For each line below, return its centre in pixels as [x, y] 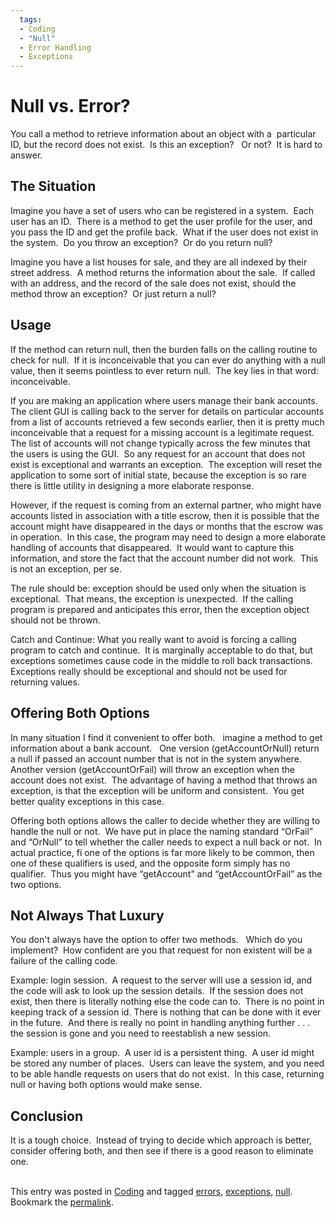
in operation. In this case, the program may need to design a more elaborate [168, 537]
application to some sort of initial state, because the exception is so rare [158, 475]
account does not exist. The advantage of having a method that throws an [164, 780]
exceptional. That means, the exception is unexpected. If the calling [152, 598]
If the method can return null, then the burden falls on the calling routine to [164, 349]
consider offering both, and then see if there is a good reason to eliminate [162, 1151]
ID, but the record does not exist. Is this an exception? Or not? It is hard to [166, 145]
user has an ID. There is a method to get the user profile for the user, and [161, 221]
